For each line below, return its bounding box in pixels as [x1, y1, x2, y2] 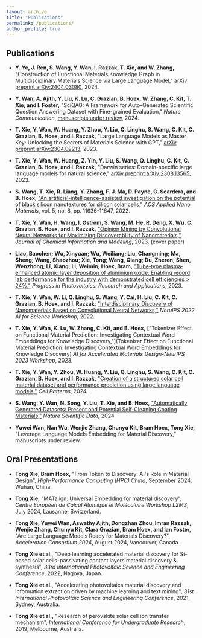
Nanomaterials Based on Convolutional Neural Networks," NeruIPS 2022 [14, 306, 195, 314]
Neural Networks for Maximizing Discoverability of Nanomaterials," [14, 232, 181, 239]
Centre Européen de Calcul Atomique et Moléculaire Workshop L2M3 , [14, 501, 189, 508]
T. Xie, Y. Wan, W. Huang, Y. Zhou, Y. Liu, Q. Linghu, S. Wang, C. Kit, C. [14, 126, 195, 134]
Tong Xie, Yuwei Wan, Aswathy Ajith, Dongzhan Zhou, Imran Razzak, [14, 519, 192, 526]
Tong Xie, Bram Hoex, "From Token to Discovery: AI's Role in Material [14, 470, 189, 477]
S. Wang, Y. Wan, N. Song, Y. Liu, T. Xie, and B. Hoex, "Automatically [14, 399, 188, 407]
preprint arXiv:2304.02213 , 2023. [14, 146, 98, 153]
